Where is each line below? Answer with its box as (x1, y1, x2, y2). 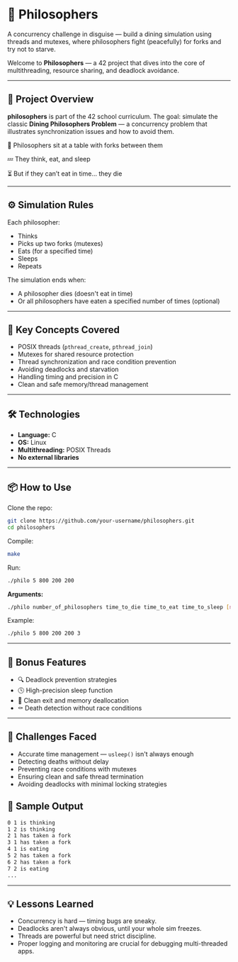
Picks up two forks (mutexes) (17, 239, 103, 247)
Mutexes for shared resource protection (17, 350, 135, 358)
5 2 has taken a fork (7, 852, 72, 859)
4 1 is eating (7, 846, 50, 853)
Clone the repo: (7, 504, 53, 512)
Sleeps (17, 254, 38, 263)
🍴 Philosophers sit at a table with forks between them (7, 141, 163, 149)
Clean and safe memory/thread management (17, 380, 149, 389)
